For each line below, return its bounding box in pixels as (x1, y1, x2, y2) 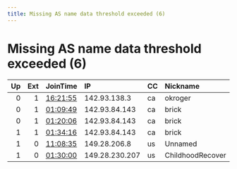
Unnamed (164, 139, 197, 149)
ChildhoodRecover (164, 150, 227, 160)
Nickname (164, 81, 200, 91)
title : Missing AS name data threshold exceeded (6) (7, 10, 166, 18)
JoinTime (45, 81, 78, 91)
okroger (164, 93, 191, 103)
